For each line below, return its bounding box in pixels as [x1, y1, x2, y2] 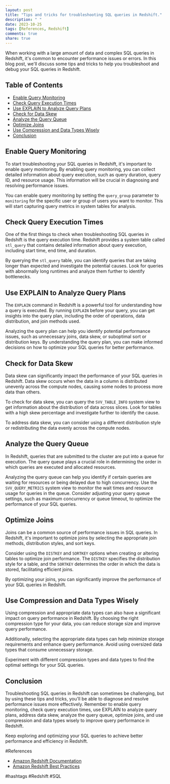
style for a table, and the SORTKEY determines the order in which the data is [5, 561, 161, 567]
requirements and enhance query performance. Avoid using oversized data [5, 641, 162, 647]
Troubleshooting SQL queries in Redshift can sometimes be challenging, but [5, 690, 164, 696]
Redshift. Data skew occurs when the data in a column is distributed [5, 378, 147, 384]
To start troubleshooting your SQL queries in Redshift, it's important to [5, 161, 152, 167]
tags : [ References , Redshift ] [5, 27, 70, 32]
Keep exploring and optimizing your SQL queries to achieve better [5, 733, 143, 739]
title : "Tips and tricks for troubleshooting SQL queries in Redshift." [5, 12, 162, 17]
